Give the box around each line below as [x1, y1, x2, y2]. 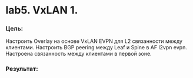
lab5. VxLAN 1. [5, 4, 78, 17]
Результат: [5, 65, 39, 73]
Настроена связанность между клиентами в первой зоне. [5, 50, 152, 57]
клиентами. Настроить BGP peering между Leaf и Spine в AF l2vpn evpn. [5, 44, 188, 51]
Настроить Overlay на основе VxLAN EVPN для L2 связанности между [5, 38, 183, 45]
